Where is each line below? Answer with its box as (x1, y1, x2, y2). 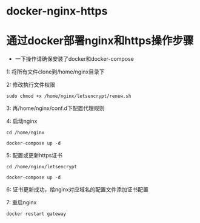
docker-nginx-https (6, 4, 108, 18)
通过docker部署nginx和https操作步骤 (6, 34, 194, 48)
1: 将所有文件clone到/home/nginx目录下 (6, 68, 105, 75)
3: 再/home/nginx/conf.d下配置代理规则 (6, 105, 105, 112)
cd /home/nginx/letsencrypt (6, 164, 78, 170)
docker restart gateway (6, 211, 67, 217)
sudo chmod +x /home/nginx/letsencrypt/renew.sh (6, 93, 132, 100)
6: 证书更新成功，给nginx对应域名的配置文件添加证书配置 (6, 186, 148, 193)
